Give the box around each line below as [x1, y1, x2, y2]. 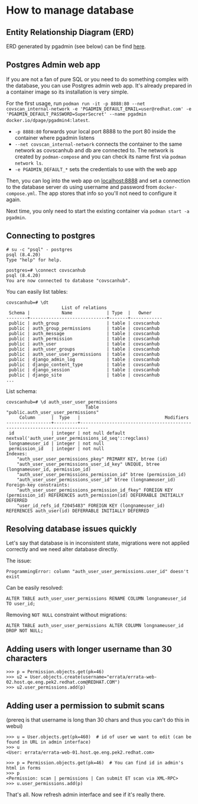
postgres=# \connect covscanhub [6, 267, 86, 273]
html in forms [6, 765, 41, 771]
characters [6, 653, 47, 663]
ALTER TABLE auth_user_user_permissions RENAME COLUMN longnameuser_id [6, 596, 186, 602]
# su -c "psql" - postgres [6, 246, 73, 252]
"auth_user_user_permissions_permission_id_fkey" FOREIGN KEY [17, 487, 173, 493]
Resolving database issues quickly [6, 524, 137, 534]
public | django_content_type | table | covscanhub [8, 362, 160, 368]
